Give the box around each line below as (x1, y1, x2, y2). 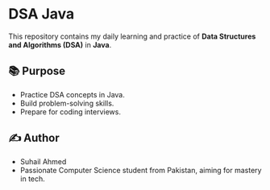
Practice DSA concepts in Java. (19, 89, 125, 99)
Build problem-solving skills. (19, 98, 114, 108)
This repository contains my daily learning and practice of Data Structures (8, 31, 256, 41)
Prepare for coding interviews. (19, 106, 121, 117)
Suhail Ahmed (19, 156, 67, 166)
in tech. (19, 174, 46, 184)
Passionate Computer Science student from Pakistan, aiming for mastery (19, 165, 262, 175)
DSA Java (8, 5, 75, 23)
